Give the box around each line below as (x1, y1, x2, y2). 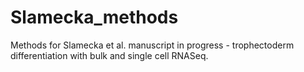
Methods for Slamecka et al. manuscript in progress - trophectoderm (10, 39, 295, 51)
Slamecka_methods (10, 6, 179, 29)
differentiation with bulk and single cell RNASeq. (10, 49, 209, 61)
